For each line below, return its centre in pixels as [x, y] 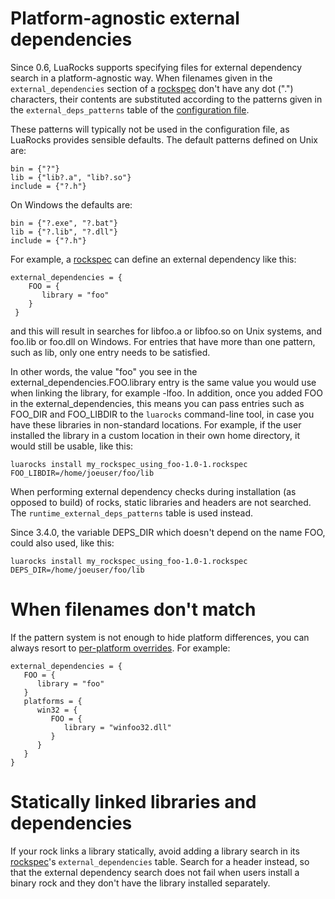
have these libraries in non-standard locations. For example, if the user [156, 424]
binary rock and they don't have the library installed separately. [140, 883]
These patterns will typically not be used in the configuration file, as [150, 129]
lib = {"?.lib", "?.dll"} [64, 232]
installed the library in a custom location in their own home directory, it [155, 435]
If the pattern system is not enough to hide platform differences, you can [160, 637]
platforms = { [53, 701]
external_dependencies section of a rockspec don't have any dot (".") [152, 88]
